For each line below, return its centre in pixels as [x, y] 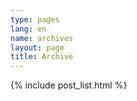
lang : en [28, 29]
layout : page [37, 47]
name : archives [42, 38]
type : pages [35, 19]
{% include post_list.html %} [69, 85]
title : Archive [42, 57]
